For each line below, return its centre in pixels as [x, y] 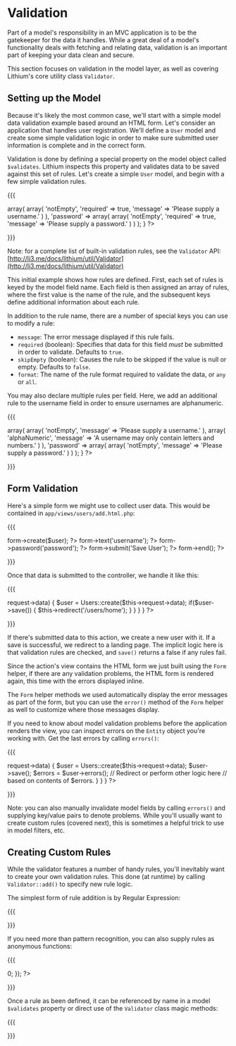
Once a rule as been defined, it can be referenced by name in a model [109, 1001]
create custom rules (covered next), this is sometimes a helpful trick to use [116, 823]
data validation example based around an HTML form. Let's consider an [111, 123]
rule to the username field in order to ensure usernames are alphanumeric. [116, 402]
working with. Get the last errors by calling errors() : [83, 738]
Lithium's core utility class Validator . [61, 76]
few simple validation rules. [47, 181]
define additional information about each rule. [74, 302]
